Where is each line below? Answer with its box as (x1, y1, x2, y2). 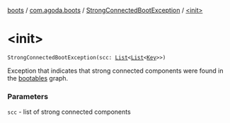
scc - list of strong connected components (7, 107, 131, 116)
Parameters (7, 91, 48, 101)
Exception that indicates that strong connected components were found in (7, 66, 224, 75)
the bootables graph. (7, 74, 69, 82)
